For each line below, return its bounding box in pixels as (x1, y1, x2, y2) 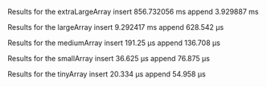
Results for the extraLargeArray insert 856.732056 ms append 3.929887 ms (7, 7, 259, 16)
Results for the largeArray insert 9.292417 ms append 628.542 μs (7, 23, 224, 31)
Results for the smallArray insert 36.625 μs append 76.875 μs (7, 54, 211, 63)
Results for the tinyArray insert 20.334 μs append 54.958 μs (7, 69, 206, 79)
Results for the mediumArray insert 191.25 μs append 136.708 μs (7, 38, 220, 48)
